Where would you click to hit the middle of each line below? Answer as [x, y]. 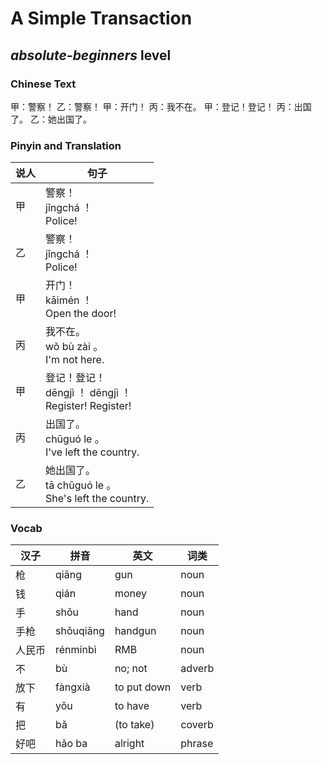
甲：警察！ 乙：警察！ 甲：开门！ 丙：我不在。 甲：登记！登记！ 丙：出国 [161, 106]
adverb [197, 669]
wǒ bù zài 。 [74, 347]
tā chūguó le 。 [81, 485]
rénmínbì [76, 650]
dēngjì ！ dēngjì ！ [88, 393]
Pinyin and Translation [66, 145]
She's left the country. [97, 499]
